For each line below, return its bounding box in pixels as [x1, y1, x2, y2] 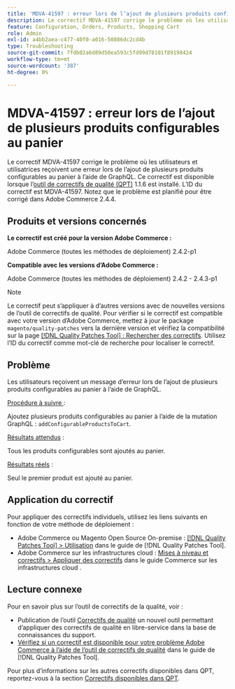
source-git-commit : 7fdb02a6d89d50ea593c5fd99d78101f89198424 [7, 50, 192, 57]
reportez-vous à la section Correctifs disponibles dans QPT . [7, 674, 180, 682]
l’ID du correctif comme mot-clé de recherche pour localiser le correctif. [7, 339, 215, 347]
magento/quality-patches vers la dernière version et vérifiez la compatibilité [7, 324, 225, 332]
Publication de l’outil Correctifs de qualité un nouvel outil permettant [17, 616, 214, 624]
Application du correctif [7, 494, 114, 506]
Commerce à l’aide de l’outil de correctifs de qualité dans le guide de [17, 645, 215, 654]
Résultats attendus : [7, 433, 65, 441]
